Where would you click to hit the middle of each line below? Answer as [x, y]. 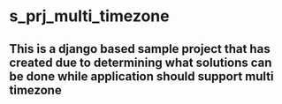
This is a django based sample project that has [140, 49]
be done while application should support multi [141, 76]
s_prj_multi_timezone [89, 16]
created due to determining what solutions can [141, 62]
